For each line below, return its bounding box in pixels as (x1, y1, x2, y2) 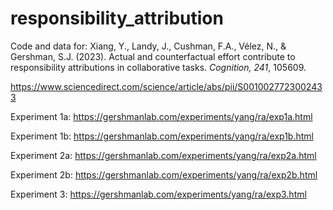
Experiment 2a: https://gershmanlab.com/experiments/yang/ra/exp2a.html (10, 149, 317, 161)
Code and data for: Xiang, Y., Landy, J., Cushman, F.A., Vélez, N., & (10, 40, 287, 52)
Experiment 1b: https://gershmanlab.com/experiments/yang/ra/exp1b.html (10, 130, 314, 142)
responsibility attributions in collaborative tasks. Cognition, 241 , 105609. (10, 61, 307, 73)
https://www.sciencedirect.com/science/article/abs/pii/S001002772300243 (10, 80, 323, 92)
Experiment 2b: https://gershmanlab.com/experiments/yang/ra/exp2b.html (10, 168, 318, 181)
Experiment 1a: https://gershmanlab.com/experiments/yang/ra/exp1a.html (10, 110, 313, 122)
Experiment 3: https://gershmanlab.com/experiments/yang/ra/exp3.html (10, 188, 307, 200)
